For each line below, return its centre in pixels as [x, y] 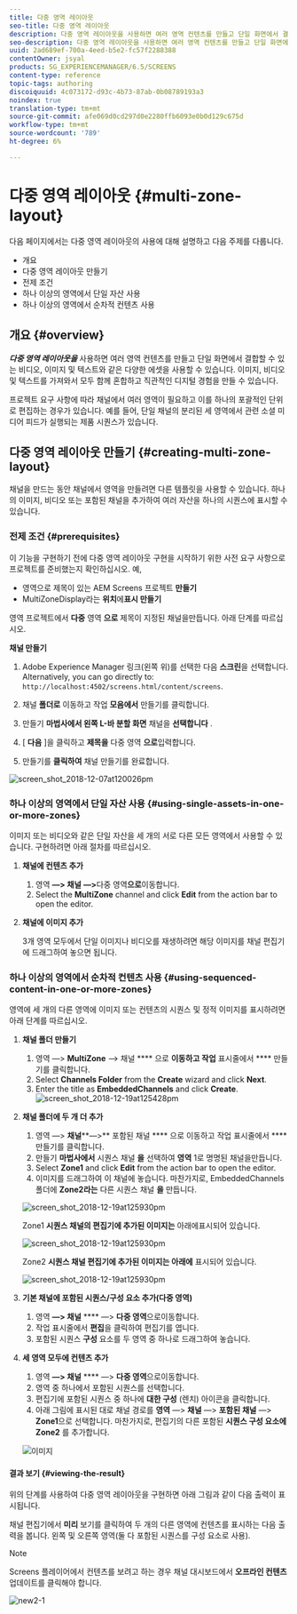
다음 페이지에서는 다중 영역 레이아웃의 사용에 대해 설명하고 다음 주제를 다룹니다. [146, 241]
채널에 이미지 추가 [53, 922]
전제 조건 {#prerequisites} [65, 537]
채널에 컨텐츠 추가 [53, 865]
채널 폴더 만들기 [49, 1040]
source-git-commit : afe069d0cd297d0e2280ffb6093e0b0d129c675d [126, 116]
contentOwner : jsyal [47, 59]
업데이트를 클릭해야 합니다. [55, 1583]
